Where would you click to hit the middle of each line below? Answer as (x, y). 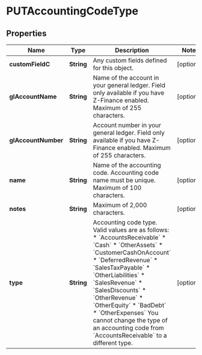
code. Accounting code (126, 173)
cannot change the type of (130, 320)
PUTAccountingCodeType (72, 11)
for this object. (113, 68)
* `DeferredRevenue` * (125, 260)
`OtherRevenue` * (118, 298)
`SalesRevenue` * (118, 283)
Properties (26, 33)
